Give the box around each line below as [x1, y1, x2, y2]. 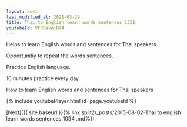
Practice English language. [6, 64, 71, 71]
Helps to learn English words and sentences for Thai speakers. [6, 41, 158, 48]
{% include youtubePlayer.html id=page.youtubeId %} [6, 98, 137, 105]
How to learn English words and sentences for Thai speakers [6, 86, 154, 94]
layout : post [6, 8, 38, 15]
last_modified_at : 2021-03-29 [6, 14, 81, 20]
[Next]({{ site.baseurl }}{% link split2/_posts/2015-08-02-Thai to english [6, 109, 181, 116]
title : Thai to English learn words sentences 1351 [6, 19, 135, 25]
